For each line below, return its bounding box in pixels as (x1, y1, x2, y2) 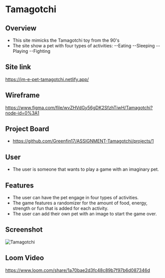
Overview (5, 24, 37, 33)
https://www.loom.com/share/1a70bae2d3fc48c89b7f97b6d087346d (5, 267, 150, 273)
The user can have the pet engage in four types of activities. (12, 195, 139, 201)
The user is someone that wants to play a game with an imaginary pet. (12, 166, 159, 172)
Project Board (5, 125, 50, 133)
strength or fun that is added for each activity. (12, 205, 109, 211)
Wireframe (5, 91, 40, 100)
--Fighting (29, 48, 51, 54)
